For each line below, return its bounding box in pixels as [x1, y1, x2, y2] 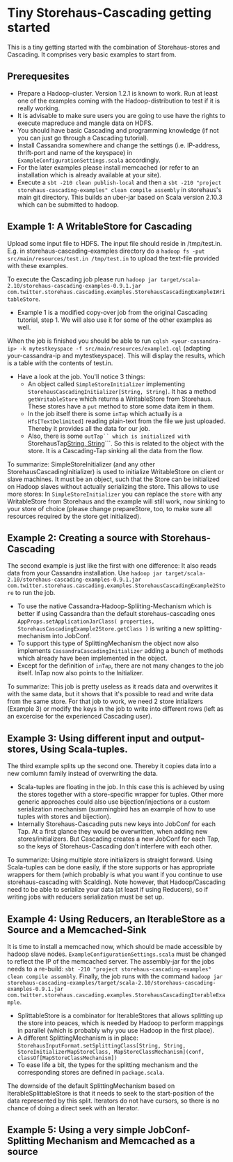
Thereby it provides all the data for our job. [27, 424, 151, 432]
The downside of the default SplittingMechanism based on [7, 1082, 175, 1090]
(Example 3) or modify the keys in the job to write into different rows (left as [7, 705, 224, 713]
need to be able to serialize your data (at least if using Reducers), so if [7, 885, 209, 894]
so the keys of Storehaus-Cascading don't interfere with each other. [17, 842, 213, 851]
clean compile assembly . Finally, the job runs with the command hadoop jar [7, 972, 223, 980]
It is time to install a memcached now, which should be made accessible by [7, 943, 223, 950]
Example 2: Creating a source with [7, 532, 159, 544]
